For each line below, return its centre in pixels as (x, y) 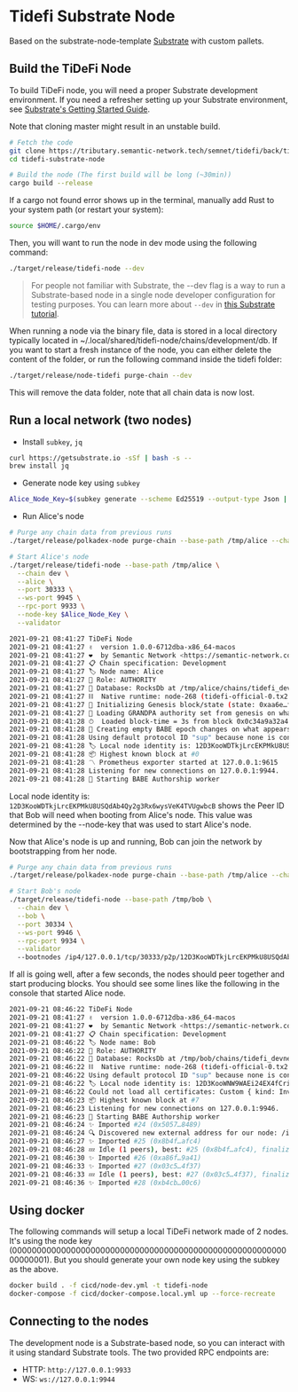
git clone (27, 151)
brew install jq (39, 466)
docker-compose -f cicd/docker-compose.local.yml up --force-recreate (142, 1294)
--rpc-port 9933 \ (51, 606)
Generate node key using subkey (81, 483)
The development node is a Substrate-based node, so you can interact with (147, 1342)
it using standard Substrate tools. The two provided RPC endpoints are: (139, 1352)
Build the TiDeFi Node (70, 69)
